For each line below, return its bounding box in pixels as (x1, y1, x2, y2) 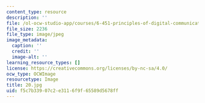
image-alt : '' (12, 54, 48, 60)
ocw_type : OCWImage (6, 71, 56, 77)
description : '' (6, 15, 48, 21)
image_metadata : (6, 37, 48, 43)
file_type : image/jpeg (6, 32, 64, 38)
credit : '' (12, 48, 40, 55)
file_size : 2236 (6, 25, 48, 32)
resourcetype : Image (6, 76, 59, 82)
